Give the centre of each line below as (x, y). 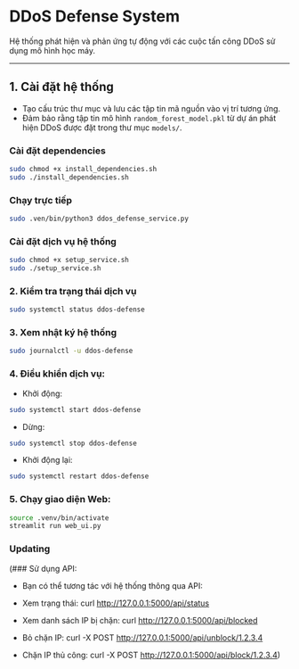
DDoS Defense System (95, 17)
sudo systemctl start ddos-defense (75, 409)
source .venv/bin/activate (59, 518)
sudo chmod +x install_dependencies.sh (83, 169)
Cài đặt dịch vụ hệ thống (63, 241)
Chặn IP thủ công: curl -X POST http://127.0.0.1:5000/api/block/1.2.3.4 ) (151, 655)
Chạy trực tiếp (41, 200)
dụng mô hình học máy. (53, 50)
